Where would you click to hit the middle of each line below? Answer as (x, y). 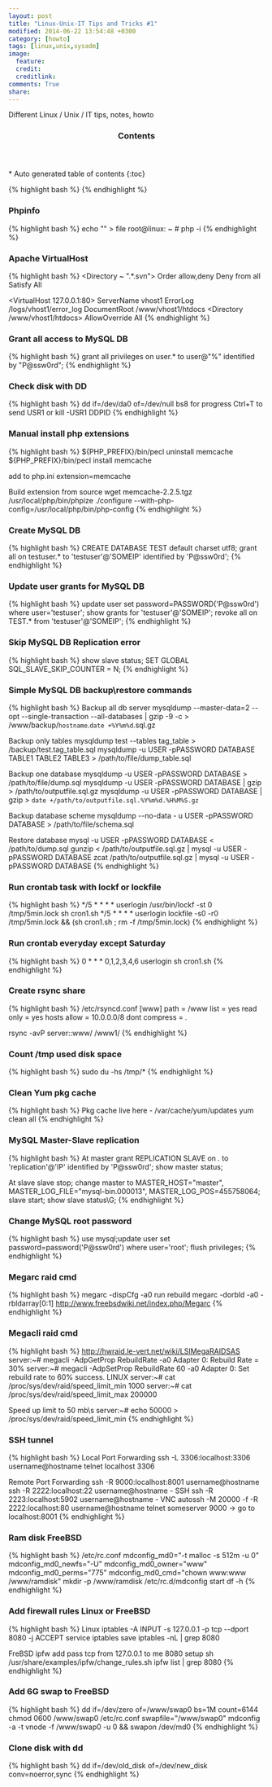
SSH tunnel (31, 1440)
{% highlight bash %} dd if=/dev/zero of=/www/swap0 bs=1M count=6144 (133, 1709)
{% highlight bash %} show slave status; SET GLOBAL (99, 660)
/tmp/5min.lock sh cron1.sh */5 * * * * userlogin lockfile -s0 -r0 (114, 914)
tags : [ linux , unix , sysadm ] (54, 46)
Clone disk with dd (46, 1748)
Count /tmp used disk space (65, 1054)
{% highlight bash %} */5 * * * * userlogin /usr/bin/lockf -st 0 (110, 905)
